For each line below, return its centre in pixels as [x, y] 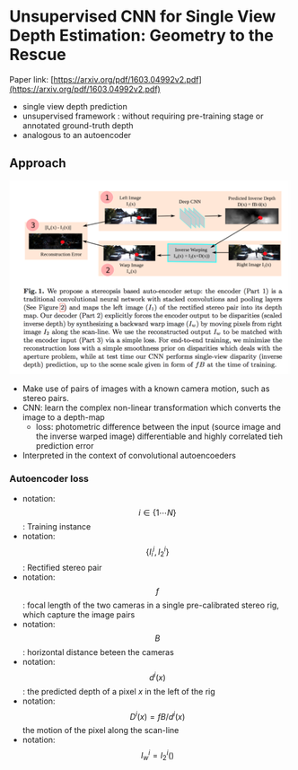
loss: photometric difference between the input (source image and [158, 427]
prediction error [65, 446]
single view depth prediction [74, 106]
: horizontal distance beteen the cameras [98, 652]
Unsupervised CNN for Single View [143, 17]
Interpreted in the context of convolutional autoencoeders [129, 456]
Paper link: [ [31, 79]
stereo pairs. [45, 398]
